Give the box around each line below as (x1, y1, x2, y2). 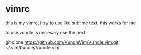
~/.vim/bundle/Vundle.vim (5, 44, 60, 50)
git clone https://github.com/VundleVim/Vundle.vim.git (5, 39, 119, 45)
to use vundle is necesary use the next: (5, 29, 87, 35)
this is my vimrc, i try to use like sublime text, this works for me (5, 20, 136, 26)
